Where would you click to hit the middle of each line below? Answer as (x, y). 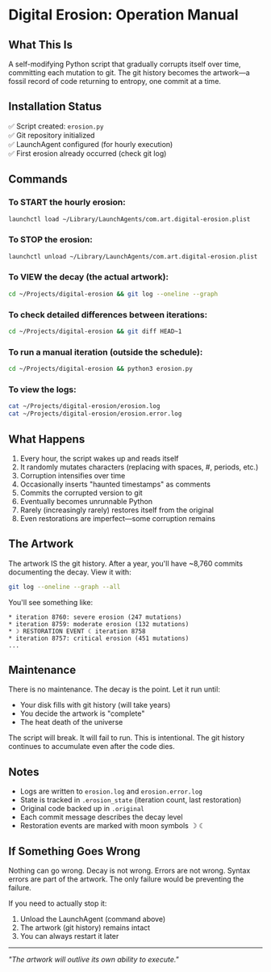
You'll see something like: (51, 602)
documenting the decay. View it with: (70, 572)
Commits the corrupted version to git (81, 492)
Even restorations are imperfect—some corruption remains (118, 518)
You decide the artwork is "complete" (82, 713)
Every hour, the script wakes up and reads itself (99, 458)
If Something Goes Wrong (75, 851)
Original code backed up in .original (82, 809)
